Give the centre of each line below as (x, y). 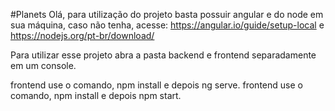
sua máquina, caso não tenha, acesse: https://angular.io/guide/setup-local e (167, 25)
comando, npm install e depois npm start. (96, 95)
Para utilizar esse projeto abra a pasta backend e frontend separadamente (163, 55)
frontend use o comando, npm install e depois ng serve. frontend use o (156, 85)
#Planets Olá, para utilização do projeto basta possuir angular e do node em (167, 14)
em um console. (43, 65)
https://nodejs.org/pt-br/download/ (82, 35)
